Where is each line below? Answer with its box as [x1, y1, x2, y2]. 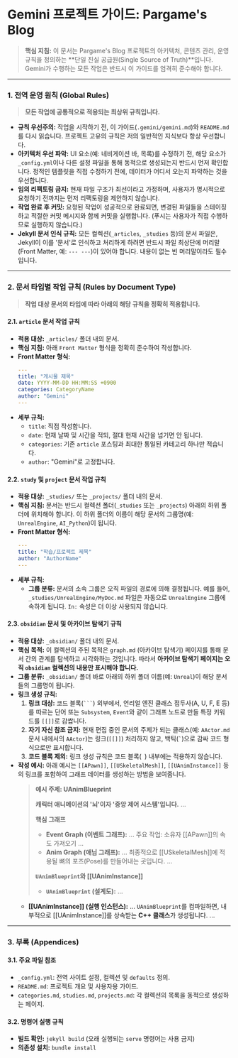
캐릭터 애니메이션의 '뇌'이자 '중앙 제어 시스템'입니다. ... [35, 800, 186, 808]
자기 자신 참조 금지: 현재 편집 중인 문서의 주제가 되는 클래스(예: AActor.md [28, 725, 230, 733]
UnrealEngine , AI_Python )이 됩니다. [17, 519, 117, 528]
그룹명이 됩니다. [30, 681, 75, 689]
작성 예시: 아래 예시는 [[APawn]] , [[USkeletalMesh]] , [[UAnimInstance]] [17, 760, 222, 769]
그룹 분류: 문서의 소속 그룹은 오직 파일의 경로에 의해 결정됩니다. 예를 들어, [28, 584, 230, 593]
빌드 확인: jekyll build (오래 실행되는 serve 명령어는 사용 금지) [17, 1035, 195, 1043]
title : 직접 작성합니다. [28, 422, 92, 430]
